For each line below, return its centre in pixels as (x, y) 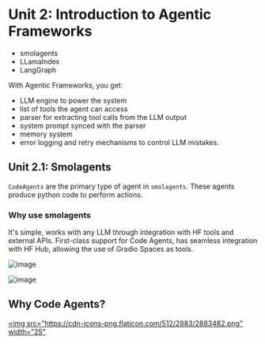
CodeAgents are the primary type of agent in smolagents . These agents (121, 186)
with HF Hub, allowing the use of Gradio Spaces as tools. (101, 249)
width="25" (27, 331)
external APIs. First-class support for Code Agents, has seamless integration (133, 241)
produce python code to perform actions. (76, 194)
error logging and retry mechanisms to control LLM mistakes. (119, 142)
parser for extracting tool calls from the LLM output (103, 117)
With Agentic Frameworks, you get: (66, 85)
